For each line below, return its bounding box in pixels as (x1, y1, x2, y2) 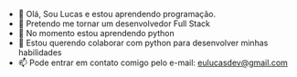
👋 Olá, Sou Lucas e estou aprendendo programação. (17, 9, 217, 19)
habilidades (17, 47, 62, 58)
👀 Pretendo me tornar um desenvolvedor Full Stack (17, 18, 211, 29)
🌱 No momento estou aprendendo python (17, 28, 175, 38)
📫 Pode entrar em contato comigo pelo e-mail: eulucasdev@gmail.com (17, 57, 288, 68)
